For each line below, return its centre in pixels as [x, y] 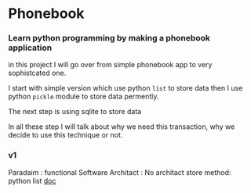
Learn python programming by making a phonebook [109, 38]
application [30, 48]
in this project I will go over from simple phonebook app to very [110, 65]
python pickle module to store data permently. [84, 96]
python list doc [32, 180]
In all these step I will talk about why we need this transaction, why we [122, 127]
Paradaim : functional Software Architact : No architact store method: [120, 172]
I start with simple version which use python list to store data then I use [125, 88]
